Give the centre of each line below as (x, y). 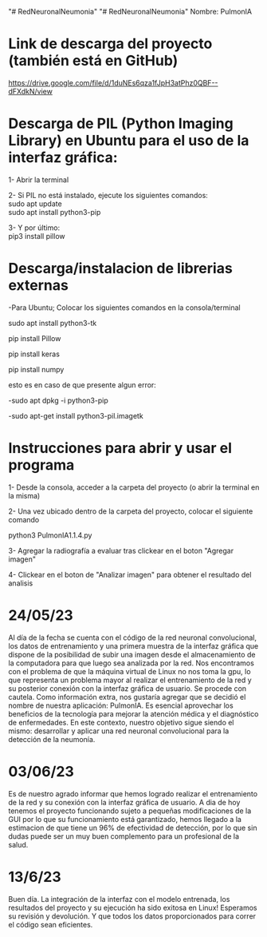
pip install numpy (36, 369)
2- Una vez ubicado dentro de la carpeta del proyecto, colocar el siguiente (131, 511)
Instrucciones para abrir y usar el (120, 448)
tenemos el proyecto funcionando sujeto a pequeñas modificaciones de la (130, 811)
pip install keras (34, 354)
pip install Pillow (35, 338)
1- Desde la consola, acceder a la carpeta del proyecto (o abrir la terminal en (134, 487)
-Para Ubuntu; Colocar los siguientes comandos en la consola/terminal (124, 308)
